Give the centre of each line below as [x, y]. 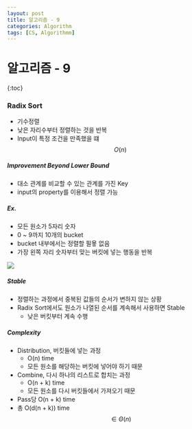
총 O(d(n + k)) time [43, 408]
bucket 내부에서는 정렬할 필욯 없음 [63, 243]
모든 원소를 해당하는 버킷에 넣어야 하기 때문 [85, 367]
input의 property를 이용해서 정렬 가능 [68, 192]
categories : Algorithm [39, 26]
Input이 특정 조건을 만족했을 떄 [58, 138]
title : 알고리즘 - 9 [34, 20]
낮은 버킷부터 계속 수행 [58, 317]
